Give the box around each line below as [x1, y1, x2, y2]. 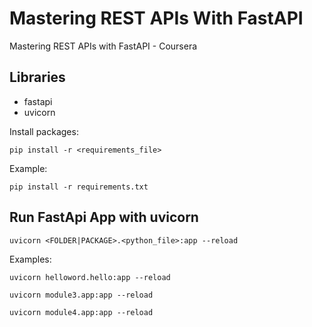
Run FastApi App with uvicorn [9, 209, 199, 226]
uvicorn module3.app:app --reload [9, 290, 154, 300]
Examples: [9, 253, 52, 265]
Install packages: [9, 125, 79, 137]
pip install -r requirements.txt [9, 182, 149, 192]
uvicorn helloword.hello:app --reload [9, 272, 171, 282]
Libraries [9, 69, 66, 86]
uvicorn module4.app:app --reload [9, 307, 154, 317]
